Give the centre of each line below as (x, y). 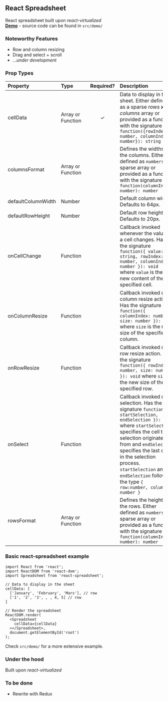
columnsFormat (26, 170)
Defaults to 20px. (140, 219)
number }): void (139, 267)
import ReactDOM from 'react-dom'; (42, 571)
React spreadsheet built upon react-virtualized (53, 20)
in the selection (138, 457)
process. (130, 463)
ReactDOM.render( (23, 615)
